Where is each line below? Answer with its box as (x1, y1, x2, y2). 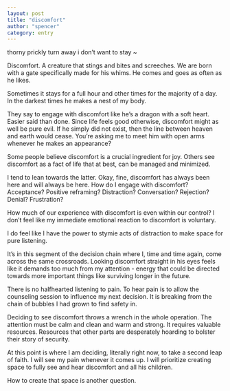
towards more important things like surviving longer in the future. (7, 272, 191, 280)
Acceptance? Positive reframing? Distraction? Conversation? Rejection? (7, 188, 209, 196)
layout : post (7, 10, 45, 17)
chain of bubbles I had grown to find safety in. (7, 300, 137, 308)
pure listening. (7, 237, 48, 245)
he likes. (7, 76, 31, 85)
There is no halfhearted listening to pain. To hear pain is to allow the (7, 285, 199, 293)
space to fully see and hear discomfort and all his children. (7, 363, 173, 372)
